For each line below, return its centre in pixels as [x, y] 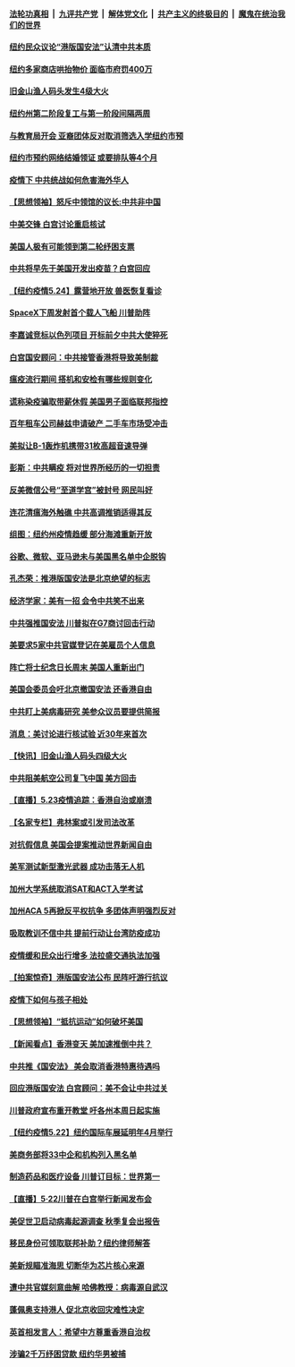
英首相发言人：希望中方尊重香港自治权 [80, 1332]
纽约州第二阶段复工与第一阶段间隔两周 [80, 113]
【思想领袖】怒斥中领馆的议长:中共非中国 [85, 202]
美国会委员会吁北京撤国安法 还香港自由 [81, 689]
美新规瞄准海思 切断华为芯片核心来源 [77, 1265]
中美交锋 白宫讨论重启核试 [57, 224]
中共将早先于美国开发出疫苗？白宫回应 [80, 269]
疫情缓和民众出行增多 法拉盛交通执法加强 [85, 955]
